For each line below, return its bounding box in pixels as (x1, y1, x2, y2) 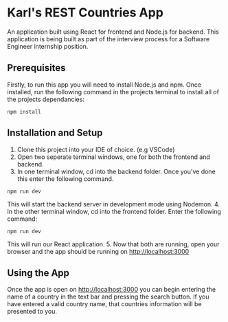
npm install (7, 108, 41, 115)
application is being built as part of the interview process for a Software (7, 34, 210, 43)
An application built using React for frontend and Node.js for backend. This (7, 28, 220, 36)
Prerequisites (7, 62, 66, 74)
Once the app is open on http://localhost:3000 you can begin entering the (7, 286, 216, 294)
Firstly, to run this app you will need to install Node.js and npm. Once (7, 80, 201, 89)
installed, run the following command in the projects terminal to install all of (7, 87, 220, 96)
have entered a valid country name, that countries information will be (7, 300, 202, 308)
